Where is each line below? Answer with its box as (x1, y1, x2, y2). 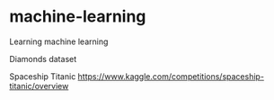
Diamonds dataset (9, 53, 77, 64)
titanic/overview (9, 80, 69, 91)
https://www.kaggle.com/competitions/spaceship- (77, 70, 265, 82)
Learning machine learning (9, 36, 109, 47)
